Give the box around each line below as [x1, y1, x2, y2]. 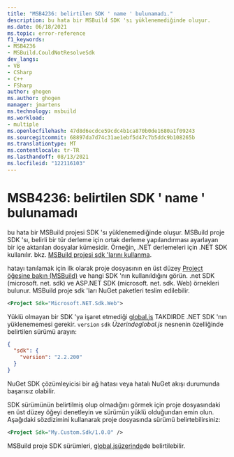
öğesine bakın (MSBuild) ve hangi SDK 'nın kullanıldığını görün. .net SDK [7, 271, 215, 280]
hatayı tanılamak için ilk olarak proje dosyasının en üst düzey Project [7, 264, 203, 272]
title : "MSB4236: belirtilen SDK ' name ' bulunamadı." [7, 10, 173, 17]
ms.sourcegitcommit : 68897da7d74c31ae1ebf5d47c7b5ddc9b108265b [7, 134, 196, 141]
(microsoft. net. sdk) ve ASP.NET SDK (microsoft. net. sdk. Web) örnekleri [7, 279, 219, 287]
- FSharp [7, 82, 33, 89]
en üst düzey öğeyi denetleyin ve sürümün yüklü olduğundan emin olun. [7, 407, 214, 416]
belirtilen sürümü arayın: [7, 327, 77, 336]
